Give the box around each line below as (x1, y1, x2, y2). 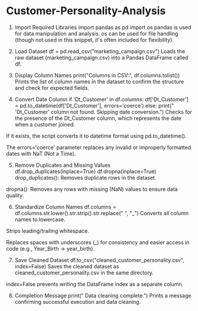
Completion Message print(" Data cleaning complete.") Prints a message (14, 291, 191, 299)
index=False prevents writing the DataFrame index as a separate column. (6, 280, 184, 287)
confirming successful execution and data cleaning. (14, 298, 141, 305)
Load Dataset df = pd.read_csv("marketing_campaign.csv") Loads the (14, 47, 185, 54)
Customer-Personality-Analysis (6, 4, 166, 18)
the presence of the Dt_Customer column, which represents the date (14, 114, 182, 122)
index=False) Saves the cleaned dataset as (14, 263, 119, 270)
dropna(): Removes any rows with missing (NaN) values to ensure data (6, 185, 178, 193)
